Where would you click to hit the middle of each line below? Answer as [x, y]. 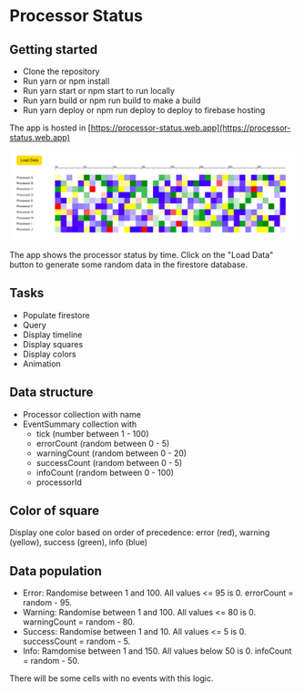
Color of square [55, 511]
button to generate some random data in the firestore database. [129, 264]
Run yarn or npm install [66, 81]
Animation [41, 363]
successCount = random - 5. [76, 641]
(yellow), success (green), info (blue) [79, 543]
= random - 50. [51, 661]
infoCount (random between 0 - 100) [105, 472]
